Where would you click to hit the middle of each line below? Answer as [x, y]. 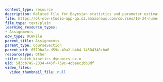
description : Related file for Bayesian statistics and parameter [73, 14]
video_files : [18, 68]
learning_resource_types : [31, 27]
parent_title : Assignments [32, 41]
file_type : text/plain [28, 23]
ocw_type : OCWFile [24, 37]
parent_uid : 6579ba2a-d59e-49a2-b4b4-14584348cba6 [57, 50]
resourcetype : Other [26, 54]
